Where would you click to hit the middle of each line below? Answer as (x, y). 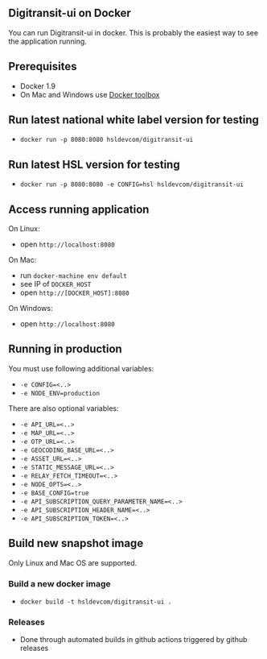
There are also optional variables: (64, 408)
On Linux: (24, 229)
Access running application (79, 209)
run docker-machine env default (73, 276)
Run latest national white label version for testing (133, 120)
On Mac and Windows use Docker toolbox (90, 94)
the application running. (47, 41)
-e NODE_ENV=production (60, 393)
